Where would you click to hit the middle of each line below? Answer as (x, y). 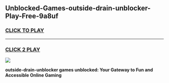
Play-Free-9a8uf (32, 16)
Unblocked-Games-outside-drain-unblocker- (78, 8)
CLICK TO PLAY (25, 31)
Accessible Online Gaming (33, 75)
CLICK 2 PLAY (23, 49)
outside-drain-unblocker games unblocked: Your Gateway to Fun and (79, 69)
